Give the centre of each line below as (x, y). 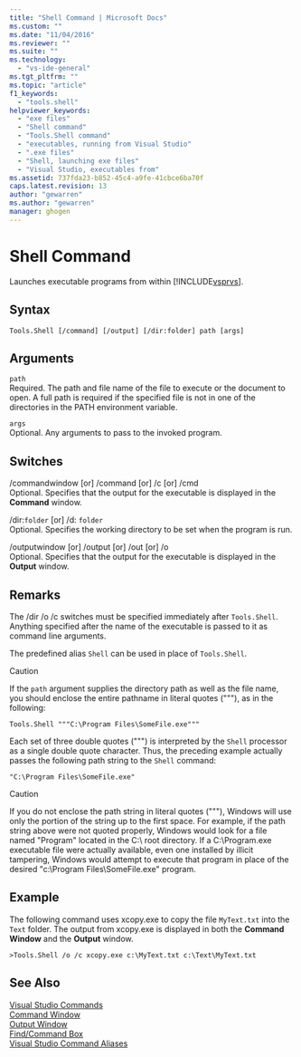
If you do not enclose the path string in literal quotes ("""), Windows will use (150, 811)
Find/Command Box (47, 1033)
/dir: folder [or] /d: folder (56, 520)
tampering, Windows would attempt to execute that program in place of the (149, 859)
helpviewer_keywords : (50, 111)
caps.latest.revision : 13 (58, 187)
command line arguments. (58, 636)
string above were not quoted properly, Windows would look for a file (138, 831)
